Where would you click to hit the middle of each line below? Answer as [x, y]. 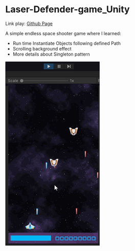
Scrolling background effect [42, 48]
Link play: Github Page [29, 23]
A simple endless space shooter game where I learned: [63, 33]
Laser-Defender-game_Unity [67, 9]
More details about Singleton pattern [51, 54]
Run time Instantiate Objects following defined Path [67, 43]
